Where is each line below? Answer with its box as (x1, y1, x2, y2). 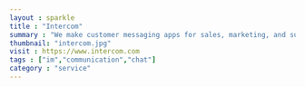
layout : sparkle (9, 13, 75, 23)
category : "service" (9, 64, 92, 73)
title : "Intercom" (9, 22, 84, 31)
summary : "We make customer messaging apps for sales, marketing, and (9, 30, 286, 39)
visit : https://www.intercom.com (9, 47, 141, 56)
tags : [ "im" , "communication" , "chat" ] (9, 55, 156, 64)
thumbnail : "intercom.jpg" (9, 38, 112, 48)
